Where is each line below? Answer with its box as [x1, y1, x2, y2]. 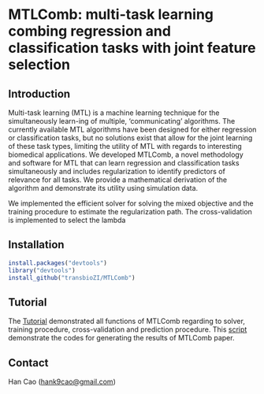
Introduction [8, 87, 71, 100]
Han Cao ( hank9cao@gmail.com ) [8, 377, 116, 387]
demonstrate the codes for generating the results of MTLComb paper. [8, 333, 235, 343]
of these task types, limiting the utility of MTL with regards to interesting [8, 142, 242, 151]
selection [8, 56, 71, 74]
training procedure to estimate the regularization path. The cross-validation [8, 207, 252, 216]
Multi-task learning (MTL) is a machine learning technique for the [8, 108, 220, 117]
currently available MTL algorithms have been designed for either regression [8, 125, 257, 134]
